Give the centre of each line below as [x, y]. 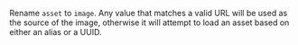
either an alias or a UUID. [56, 32]
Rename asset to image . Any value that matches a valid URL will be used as [149, 13]
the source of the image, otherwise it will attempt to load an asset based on [149, 22]
